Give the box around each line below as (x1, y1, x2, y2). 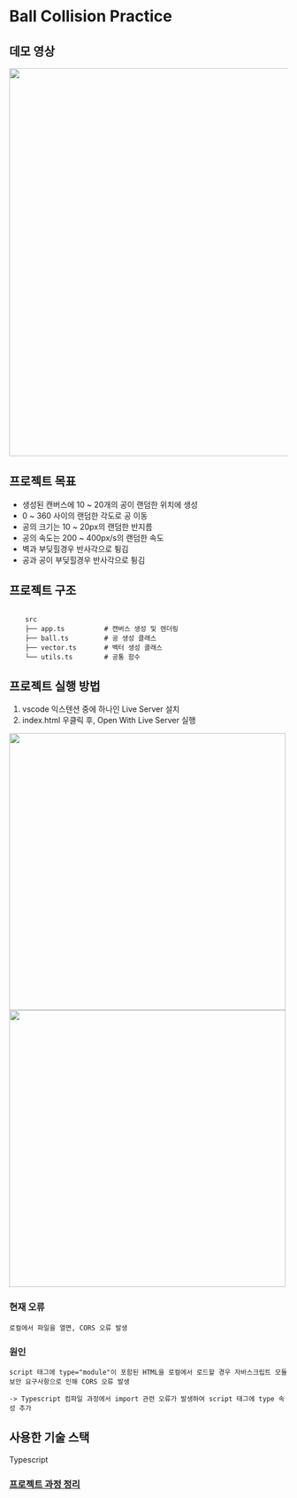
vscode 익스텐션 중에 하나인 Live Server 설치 (21, 704, 180, 714)
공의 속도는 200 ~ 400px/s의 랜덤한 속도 (21, 532, 164, 542)
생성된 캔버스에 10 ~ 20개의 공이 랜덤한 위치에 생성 (21, 499, 199, 510)
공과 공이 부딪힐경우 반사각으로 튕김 (21, 554, 146, 565)
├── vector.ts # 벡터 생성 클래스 (25, 643, 164, 652)
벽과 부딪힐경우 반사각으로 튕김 (21, 543, 129, 554)
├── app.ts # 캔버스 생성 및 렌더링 (25, 624, 179, 633)
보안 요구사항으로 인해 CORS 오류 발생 (9, 1377, 130, 1386)
